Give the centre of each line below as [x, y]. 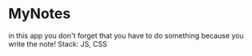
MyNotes [40, 14]
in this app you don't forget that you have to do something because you [126, 35]
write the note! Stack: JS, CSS [58, 43]
